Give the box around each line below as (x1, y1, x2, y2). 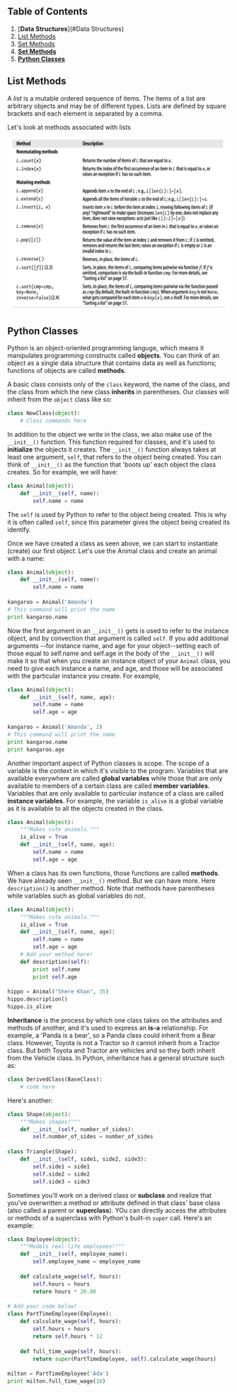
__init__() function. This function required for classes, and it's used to (7, 438, 215, 446)
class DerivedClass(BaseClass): (7, 1076, 103, 1084)
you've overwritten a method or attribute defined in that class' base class (7, 1198, 221, 1207)
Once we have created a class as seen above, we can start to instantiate (7, 539, 218, 547)
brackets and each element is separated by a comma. (7, 109, 164, 118)
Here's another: (7, 1096, 53, 1105)
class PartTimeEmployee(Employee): (7, 1310, 112, 1318)
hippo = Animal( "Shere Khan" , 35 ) (7, 989, 110, 996)
